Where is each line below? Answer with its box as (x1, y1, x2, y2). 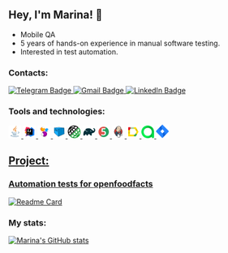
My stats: (8, 217, 47, 228)
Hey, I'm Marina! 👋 (8, 8, 103, 22)
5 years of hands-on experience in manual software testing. (19, 38, 221, 48)
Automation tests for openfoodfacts (8, 178, 153, 190)
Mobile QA (19, 29, 56, 39)
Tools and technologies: (8, 106, 105, 118)
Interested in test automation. (19, 46, 119, 57)
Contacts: (8, 66, 49, 78)
